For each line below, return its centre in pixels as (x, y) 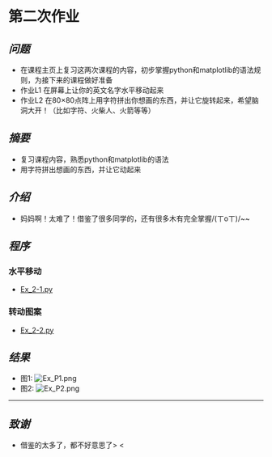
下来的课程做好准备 (81, 80)
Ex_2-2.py (37, 330)
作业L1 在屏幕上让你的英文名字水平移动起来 (92, 90)
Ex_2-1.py (36, 290)
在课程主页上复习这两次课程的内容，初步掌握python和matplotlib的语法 (137, 70)
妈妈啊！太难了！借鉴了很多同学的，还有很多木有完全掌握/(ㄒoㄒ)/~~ (135, 218)
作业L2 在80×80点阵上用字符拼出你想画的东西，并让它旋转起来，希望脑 (139, 100)
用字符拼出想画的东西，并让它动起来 (81, 169)
